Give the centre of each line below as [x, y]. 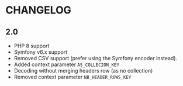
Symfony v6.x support [41, 52]
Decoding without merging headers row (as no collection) [83, 70]
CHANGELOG [38, 10]
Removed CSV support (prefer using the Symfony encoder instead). [96, 58]
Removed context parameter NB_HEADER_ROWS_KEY [72, 77]
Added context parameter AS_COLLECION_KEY [67, 64]
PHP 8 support [32, 46]
